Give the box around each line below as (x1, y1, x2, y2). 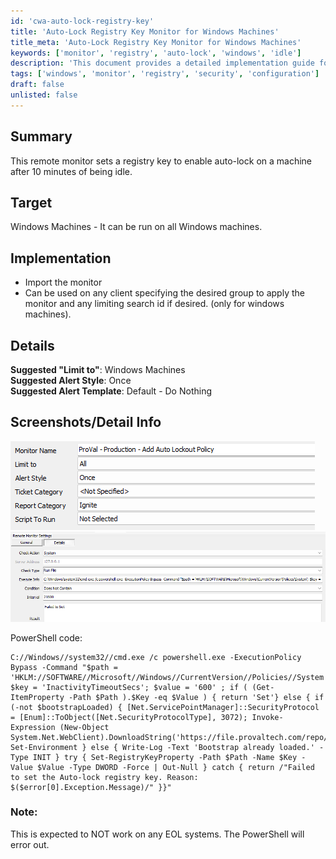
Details (10, 337, 55, 354)
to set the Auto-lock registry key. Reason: (10, 772, 199, 782)
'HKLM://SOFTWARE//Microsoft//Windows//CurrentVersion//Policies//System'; (10, 672, 333, 682)
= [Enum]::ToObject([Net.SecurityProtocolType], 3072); (10, 712, 248, 722)
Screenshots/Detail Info (10, 414, 162, 431)
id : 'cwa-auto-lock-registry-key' (10, 16, 155, 26)
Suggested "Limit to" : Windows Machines (10, 364, 186, 375)
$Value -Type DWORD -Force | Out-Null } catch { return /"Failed (36, 762, 315, 772)
